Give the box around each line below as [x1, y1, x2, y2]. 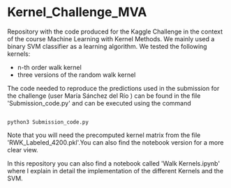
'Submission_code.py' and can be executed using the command [7, 99, 192, 107]
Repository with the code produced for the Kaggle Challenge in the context [7, 27, 223, 36]
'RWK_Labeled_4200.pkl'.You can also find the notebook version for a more [7, 138, 224, 147]
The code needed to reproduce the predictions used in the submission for [7, 84, 220, 92]
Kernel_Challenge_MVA [7, 4, 147, 20]
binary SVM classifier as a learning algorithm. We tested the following [7, 42, 207, 50]
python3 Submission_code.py [7, 118, 89, 126]
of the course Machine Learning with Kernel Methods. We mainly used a [7, 34, 215, 43]
